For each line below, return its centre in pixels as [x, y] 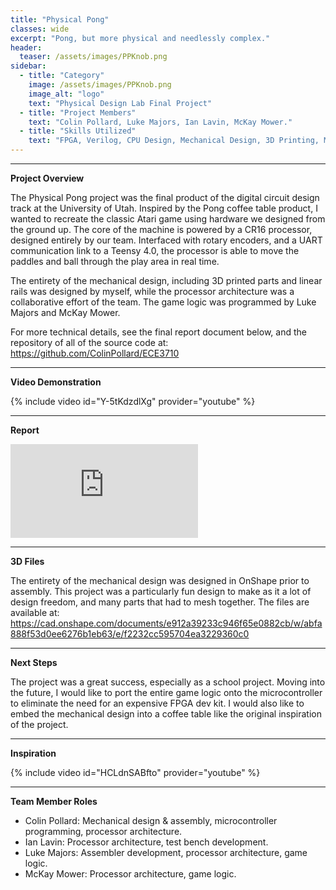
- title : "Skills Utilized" [78, 131]
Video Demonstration [56, 382]
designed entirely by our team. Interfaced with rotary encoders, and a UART [166, 240]
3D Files [27, 561]
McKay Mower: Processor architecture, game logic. [130, 874]
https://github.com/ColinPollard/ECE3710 [95, 353]
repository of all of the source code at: [89, 342]
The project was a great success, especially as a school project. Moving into [168, 682]
